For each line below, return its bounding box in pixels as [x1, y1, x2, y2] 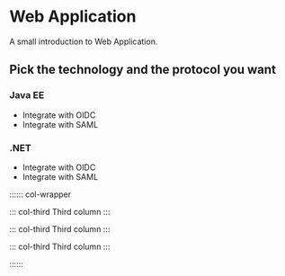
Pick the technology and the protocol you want [9, 62, 277, 77]
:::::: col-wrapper [9, 189, 72, 200]
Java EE [9, 89, 45, 102]
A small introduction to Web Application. [9, 36, 158, 47]
